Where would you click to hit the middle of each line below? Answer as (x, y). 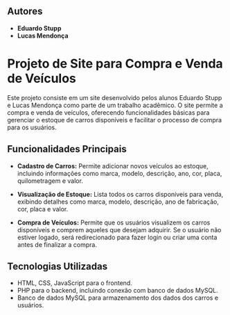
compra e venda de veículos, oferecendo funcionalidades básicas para (108, 112)
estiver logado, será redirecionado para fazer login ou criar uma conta (117, 237)
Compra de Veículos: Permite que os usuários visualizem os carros (114, 223)
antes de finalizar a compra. (57, 244)
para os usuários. (32, 127)
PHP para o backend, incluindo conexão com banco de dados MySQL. (117, 291)
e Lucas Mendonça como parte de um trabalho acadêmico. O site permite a (115, 105)
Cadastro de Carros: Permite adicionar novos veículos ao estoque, (113, 165)
